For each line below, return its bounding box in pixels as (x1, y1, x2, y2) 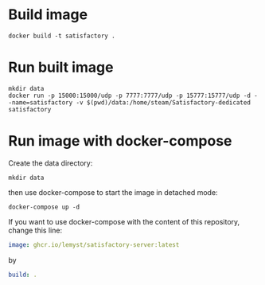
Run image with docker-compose (8, 132, 232, 150)
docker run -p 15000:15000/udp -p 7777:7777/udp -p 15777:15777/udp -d (8, 92, 251, 100)
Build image (8, 6, 88, 24)
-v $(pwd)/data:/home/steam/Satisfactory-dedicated (76, 98, 251, 107)
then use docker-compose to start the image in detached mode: (8, 187, 218, 197)
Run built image (8, 58, 114, 76)
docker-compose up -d (8, 203, 80, 211)
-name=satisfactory (8, 98, 73, 107)
